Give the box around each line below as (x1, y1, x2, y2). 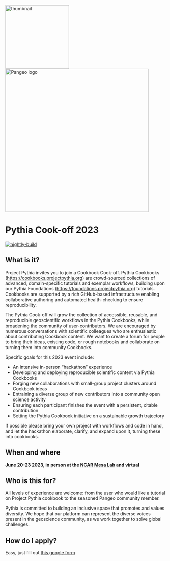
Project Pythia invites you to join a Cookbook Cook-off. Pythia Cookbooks (5, 269, 160, 275)
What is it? (5, 256, 40, 264)
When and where (5, 448, 61, 457)
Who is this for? (5, 476, 56, 485)
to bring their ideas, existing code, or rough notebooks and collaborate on (5, 339, 160, 345)
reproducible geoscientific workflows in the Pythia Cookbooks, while (5, 317, 150, 323)
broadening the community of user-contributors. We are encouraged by (5, 323, 156, 329)
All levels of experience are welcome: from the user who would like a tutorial (5, 490, 165, 496)
